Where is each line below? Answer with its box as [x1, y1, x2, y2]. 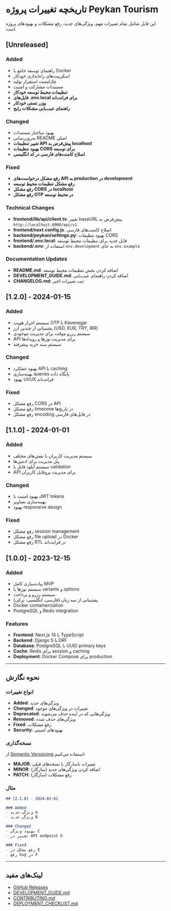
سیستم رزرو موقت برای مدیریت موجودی [13, 330, 91, 336]
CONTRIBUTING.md [13, 895, 55, 901]
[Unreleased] [6, 41, 49, 49]
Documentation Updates [6, 255, 67, 262]
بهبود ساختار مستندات [13, 129, 55, 135]
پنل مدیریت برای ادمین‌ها [13, 458, 60, 464]
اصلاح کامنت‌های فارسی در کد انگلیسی [13, 151, 85, 157]
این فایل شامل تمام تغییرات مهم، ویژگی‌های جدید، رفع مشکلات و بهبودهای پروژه [6, 20, 156, 26]
